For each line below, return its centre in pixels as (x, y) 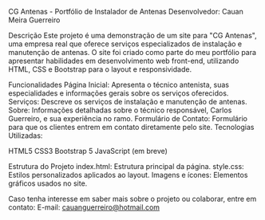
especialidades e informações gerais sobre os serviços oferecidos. (119, 93)
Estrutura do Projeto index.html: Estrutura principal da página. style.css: (127, 166)
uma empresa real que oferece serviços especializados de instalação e (125, 44)
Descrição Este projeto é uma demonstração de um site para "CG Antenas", (132, 35)
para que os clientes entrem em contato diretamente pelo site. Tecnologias (131, 127)
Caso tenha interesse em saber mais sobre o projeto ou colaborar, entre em (132, 199)
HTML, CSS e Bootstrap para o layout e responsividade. (100, 69)
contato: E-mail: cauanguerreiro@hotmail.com (84, 207)
